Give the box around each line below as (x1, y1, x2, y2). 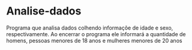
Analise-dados (6, 4, 82, 18)
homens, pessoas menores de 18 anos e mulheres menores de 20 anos (6, 37, 182, 44)
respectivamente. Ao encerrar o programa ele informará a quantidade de (6, 30, 186, 37)
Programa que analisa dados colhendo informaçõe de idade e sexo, (6, 24, 173, 31)
